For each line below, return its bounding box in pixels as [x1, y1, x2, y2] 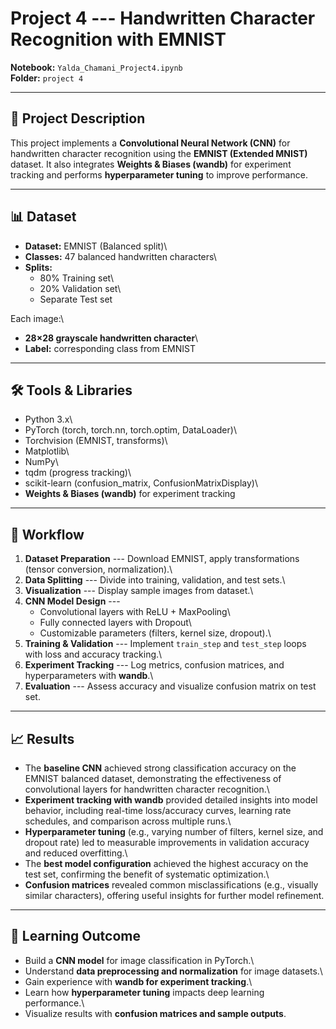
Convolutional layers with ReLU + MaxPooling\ [39, 606, 231, 618]
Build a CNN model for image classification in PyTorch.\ [24, 954, 255, 966]
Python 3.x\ [24, 413, 73, 426]
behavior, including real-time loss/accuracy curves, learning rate [24, 805, 292, 816]
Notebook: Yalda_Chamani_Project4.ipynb [10, 61, 183, 73]
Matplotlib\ [24, 445, 70, 457]
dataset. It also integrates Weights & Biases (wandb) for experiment [10, 158, 292, 170]
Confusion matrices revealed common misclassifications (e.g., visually [24, 879, 319, 891]
